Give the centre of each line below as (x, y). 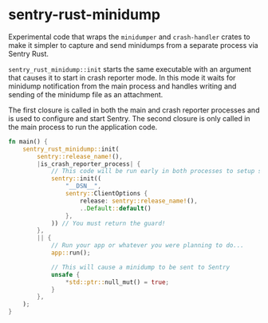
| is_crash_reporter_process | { (89, 164)
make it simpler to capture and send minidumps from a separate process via (133, 45)
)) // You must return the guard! (108, 223)
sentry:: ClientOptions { (106, 194)
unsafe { (65, 274)
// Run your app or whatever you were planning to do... (148, 246)
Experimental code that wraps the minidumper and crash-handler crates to (129, 37)
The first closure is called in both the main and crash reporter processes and (134, 110)
